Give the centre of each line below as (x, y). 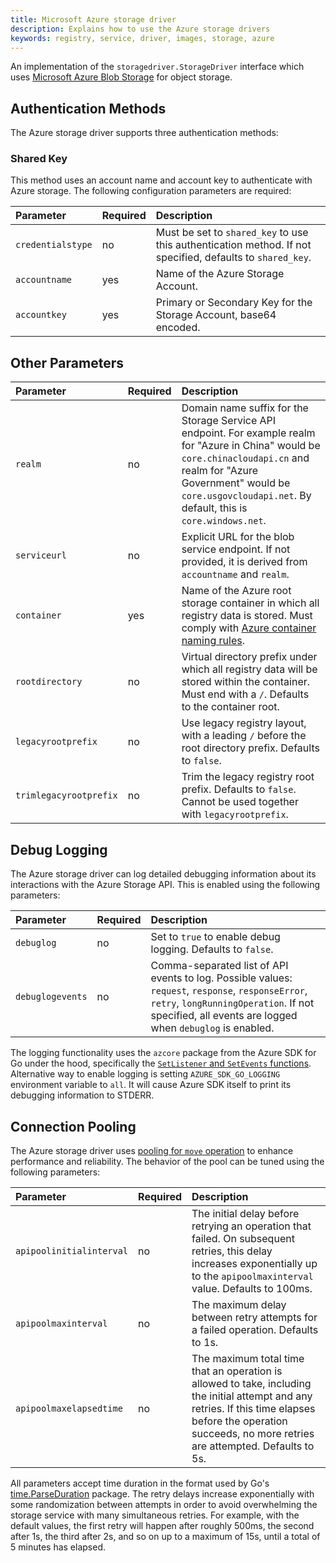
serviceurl (41, 555)
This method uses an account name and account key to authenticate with (161, 180)
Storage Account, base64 (216, 315)
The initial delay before (245, 1213)
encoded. (178, 328)
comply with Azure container (249, 628)
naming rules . (213, 641)
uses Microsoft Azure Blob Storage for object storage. (121, 77)
